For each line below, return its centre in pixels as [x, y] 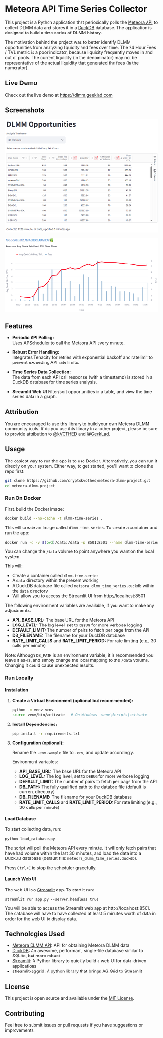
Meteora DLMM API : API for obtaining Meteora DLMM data [71, 945]
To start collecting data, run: [33, 829]
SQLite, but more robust [36, 956]
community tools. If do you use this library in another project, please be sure [81, 428]
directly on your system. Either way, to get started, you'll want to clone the [79, 466]
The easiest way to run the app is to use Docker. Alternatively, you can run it [81, 461]
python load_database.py [30, 839]
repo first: [15, 471]
